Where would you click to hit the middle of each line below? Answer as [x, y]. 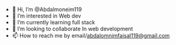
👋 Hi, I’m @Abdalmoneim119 [47, 9]
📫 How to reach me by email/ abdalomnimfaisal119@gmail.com [91, 36]
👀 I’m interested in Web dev [46, 16]
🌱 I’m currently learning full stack [54, 22]
